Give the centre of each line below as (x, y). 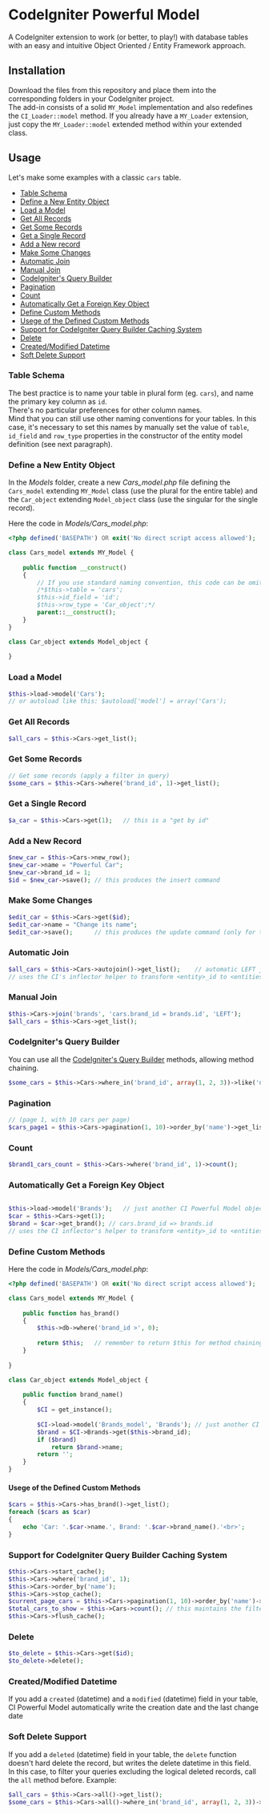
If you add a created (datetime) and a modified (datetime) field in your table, (133, 1699)
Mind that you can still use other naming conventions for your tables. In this (132, 418)
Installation (37, 71)
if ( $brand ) (57, 1439)
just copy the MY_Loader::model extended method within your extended (125, 124)
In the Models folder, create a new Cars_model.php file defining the (119, 482)
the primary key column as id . (58, 401)
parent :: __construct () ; (76, 613)
